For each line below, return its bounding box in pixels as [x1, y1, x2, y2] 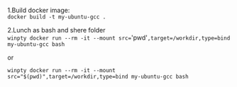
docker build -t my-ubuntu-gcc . [7, 13, 106, 21]
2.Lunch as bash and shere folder [7, 26, 106, 34]
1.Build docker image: [7, 6, 70, 14]
